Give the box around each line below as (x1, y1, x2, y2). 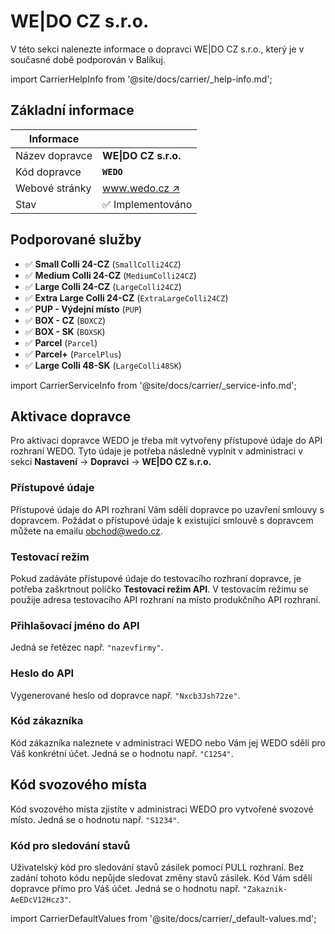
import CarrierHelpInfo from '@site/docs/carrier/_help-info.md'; (10, 73, 273, 85)
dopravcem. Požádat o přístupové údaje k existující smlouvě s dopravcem (10, 514, 314, 526)
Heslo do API (10, 666, 75, 680)
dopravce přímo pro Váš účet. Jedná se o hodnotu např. (10, 882, 241, 894)
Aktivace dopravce (10, 408, 132, 425)
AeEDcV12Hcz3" (10, 895, 70, 905)
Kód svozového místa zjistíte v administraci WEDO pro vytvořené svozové (10, 803, 314, 815)
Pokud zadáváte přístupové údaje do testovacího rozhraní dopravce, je (10, 572, 302, 584)
